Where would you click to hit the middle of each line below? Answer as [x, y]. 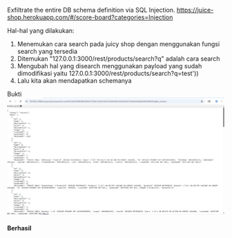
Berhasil [19, 228]
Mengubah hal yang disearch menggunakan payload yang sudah [109, 66]
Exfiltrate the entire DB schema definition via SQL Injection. [91, 10]
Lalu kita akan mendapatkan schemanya [75, 81]
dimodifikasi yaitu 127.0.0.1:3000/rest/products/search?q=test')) [108, 73]
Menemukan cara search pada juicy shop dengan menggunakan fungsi [118, 44]
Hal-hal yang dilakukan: [41, 31]
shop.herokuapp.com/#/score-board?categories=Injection [90, 17]
